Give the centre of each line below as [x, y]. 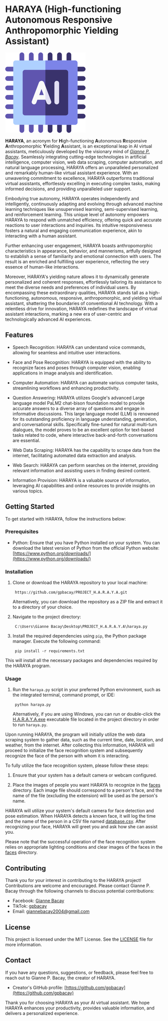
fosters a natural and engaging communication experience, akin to [74, 230]
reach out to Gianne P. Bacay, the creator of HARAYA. [60, 978]
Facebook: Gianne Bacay [38, 901]
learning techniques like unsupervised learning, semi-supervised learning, [82, 209]
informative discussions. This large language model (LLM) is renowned [86, 414]
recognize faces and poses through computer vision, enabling [76, 367]
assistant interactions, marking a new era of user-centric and [68, 314]
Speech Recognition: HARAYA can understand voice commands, [79, 347]
